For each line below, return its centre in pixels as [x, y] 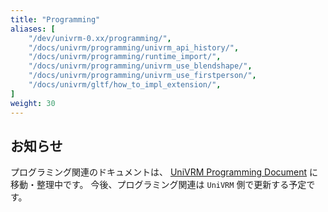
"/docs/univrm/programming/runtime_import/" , [125, 57]
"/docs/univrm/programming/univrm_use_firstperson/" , [142, 76]
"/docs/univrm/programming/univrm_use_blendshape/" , [140, 66]
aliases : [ [33, 29]
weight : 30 [33, 103]
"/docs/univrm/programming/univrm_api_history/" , [134, 47]
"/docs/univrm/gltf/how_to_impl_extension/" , [125, 85]
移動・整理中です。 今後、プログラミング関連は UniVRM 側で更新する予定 [158, 185]
